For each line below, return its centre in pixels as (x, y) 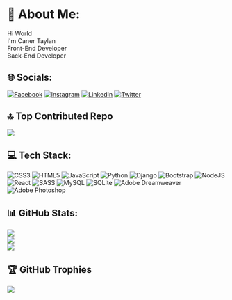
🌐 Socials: (30, 78)
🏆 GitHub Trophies (50, 270)
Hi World (20, 33)
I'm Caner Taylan (32, 40)
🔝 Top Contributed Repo (60, 117)
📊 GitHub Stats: (43, 213)
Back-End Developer (37, 56)
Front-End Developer (37, 48)
